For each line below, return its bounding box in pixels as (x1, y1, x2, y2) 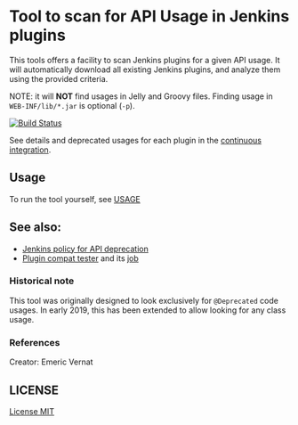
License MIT (9, 405, 55, 416)
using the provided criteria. (9, 73, 109, 84)
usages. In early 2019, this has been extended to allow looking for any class (9, 305, 286, 315)
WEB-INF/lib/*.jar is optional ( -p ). (9, 100, 135, 110)
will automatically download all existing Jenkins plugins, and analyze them (9, 64, 281, 75)
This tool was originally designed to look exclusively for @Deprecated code (9, 295, 278, 306)
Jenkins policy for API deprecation (21, 243, 149, 254)
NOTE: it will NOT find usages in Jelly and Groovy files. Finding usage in (9, 91, 273, 102)
